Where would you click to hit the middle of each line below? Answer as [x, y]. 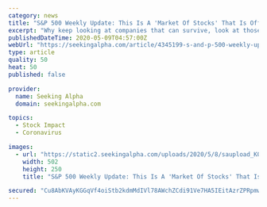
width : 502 [41, 162]
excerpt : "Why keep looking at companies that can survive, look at [124, 30]
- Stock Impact [41, 125]
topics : [21, 118]
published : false [37, 75]
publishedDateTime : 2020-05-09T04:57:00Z [78, 38]
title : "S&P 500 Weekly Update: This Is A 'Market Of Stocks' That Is [128, 23]
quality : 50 [28, 60]
